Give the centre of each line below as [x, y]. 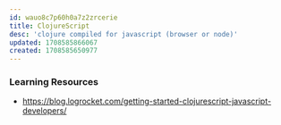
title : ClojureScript [50, 26]
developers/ [44, 111]
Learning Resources [54, 82]
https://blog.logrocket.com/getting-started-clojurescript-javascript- [146, 101]
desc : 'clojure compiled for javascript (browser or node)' [124, 34]
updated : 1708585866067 [54, 42]
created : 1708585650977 [54, 51]
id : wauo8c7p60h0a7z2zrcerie [64, 17]
